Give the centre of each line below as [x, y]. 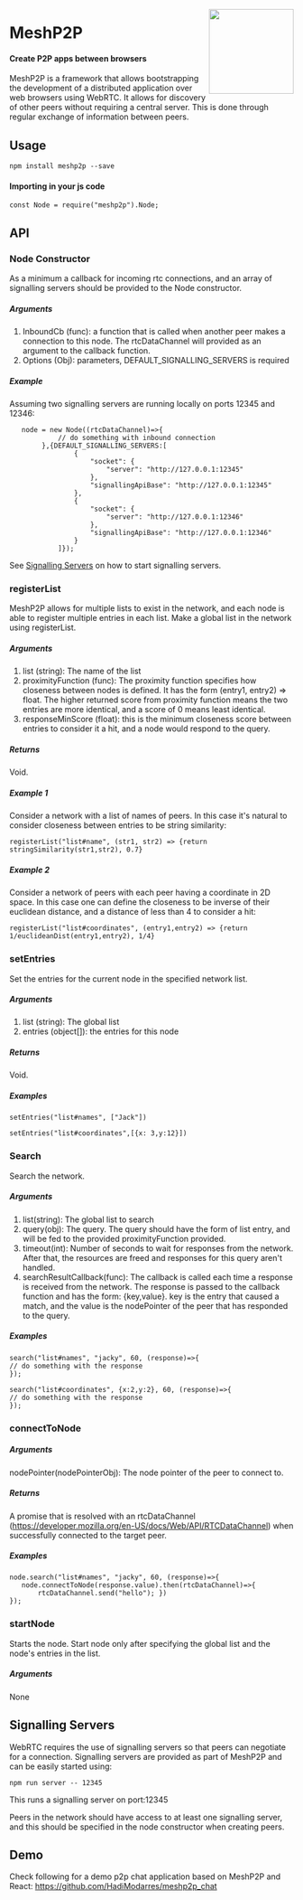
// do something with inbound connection [137, 438]
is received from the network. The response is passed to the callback [151, 1286]
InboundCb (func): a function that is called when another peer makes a [154, 332]
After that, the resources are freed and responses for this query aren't [152, 1257]
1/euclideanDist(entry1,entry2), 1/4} [82, 936]
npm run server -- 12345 [56, 1782]
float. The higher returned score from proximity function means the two [155, 700]
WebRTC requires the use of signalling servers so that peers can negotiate [148, 1747]
